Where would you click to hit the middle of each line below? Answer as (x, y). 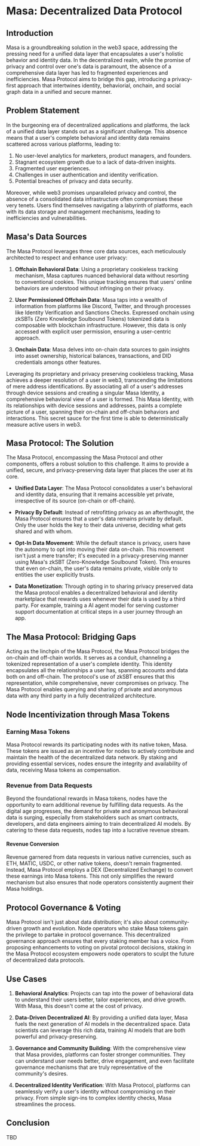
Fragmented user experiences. (53, 168)
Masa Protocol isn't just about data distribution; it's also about (82, 922)
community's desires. (41, 1074)
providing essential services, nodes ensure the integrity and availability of (97, 764)
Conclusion (28, 1123)
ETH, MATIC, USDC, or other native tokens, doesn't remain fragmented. (94, 863)
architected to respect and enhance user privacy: (67, 258)
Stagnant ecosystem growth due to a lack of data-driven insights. (95, 162)
